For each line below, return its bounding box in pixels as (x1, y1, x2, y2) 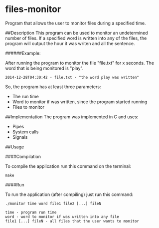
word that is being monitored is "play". (5, 65, 84, 71)
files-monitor (5, 4, 61, 15)
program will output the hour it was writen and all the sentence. (5, 40, 135, 46)
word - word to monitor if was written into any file (5, 214, 120, 219)
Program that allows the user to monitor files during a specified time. (5, 20, 146, 26)
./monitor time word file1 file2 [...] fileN (5, 201, 101, 206)
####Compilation (5, 153, 41, 159)
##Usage (5, 144, 24, 150)
